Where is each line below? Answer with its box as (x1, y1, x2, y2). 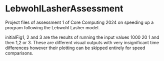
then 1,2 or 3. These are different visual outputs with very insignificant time (5, 39, 159, 45)
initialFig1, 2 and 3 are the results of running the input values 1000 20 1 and (5, 34, 159, 40)
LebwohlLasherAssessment (5, 3, 123, 14)
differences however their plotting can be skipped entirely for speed (5, 45, 145, 51)
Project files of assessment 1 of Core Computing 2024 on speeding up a (5, 19, 154, 25)
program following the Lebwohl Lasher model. (5, 24, 100, 30)
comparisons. (5, 50, 33, 56)
